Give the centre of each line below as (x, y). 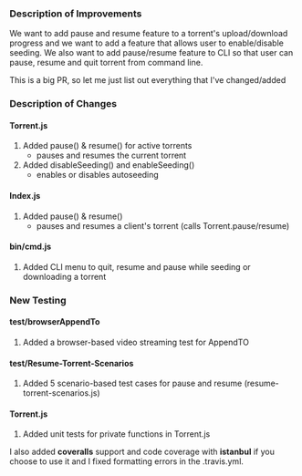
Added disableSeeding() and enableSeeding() (109, 165)
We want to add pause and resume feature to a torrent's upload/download (149, 34)
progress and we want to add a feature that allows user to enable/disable (147, 43)
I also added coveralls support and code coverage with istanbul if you (142, 452)
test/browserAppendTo (55, 322)
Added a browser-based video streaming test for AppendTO (135, 342)
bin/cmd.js (31, 247)
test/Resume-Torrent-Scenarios (72, 363)
